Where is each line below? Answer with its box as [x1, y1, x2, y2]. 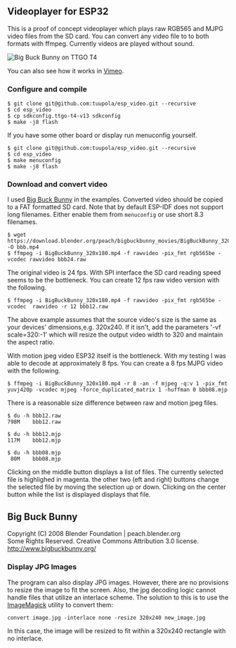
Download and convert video [7, 180, 107, 189]
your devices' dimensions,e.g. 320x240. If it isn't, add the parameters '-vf [7, 323, 221, 332]
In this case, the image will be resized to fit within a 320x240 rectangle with [7, 626, 226, 635]
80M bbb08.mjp [10, 456, 61, 463]
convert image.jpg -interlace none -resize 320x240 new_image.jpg [7, 614, 206, 621]
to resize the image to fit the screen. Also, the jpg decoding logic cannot [7, 585, 216, 594]
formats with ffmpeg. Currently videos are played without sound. [7, 39, 195, 48]
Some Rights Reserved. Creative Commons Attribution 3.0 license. [7, 537, 199, 545]
